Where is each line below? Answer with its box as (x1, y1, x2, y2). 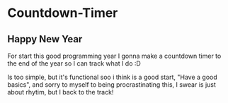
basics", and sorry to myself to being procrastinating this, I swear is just (7, 80, 216, 89)
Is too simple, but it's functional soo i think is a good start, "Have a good (7, 73, 217, 81)
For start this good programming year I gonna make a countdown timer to (7, 51, 222, 60)
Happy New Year (7, 33, 83, 45)
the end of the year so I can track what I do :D (7, 59, 142, 68)
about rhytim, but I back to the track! (7, 88, 114, 96)
